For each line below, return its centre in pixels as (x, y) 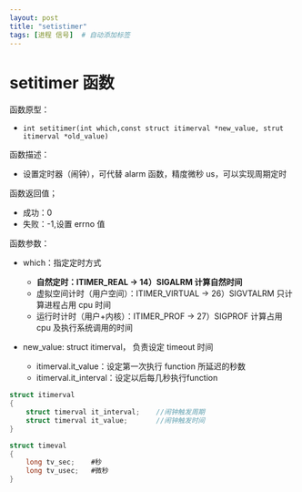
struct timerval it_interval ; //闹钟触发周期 (116, 412)
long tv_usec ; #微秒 (67, 471)
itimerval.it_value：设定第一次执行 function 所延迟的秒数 (141, 366)
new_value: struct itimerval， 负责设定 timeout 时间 (118, 347)
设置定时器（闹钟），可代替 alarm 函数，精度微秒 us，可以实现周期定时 (155, 174)
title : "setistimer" (49, 26)
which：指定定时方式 (62, 263)
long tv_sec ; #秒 (64, 462)
